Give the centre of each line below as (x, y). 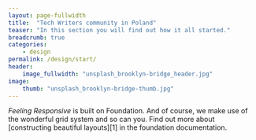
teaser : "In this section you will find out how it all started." (119, 30)
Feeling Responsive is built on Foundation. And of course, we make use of (128, 111)
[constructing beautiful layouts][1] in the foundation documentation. (118, 127)
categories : (28, 45)
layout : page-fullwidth (47, 15)
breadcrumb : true (37, 37)
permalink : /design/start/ (52, 60)
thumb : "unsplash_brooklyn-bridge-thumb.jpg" (98, 88)
